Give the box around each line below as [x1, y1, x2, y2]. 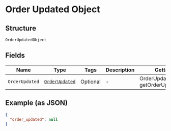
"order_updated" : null [10, 117, 58, 122]
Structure [5, 24, 37, 33]
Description [105, 66, 135, 73]
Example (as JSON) [5, 98, 68, 108]
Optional [80, 78, 101, 85]
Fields [5, 51, 25, 60]
